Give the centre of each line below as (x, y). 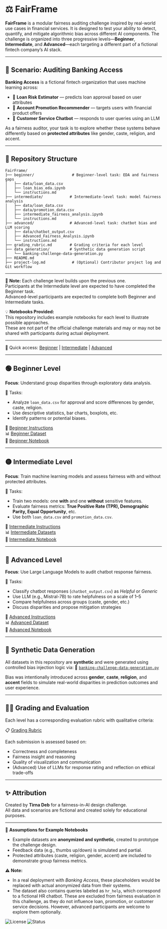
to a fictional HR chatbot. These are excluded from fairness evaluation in (86, 896)
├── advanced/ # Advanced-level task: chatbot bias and (81, 223)
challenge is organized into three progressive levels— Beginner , (70, 39)
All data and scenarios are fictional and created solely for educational (76, 810)
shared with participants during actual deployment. (57, 333)
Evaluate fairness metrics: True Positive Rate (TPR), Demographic (81, 506)
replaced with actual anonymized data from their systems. (72, 886)
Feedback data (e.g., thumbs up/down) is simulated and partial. (77, 850)
